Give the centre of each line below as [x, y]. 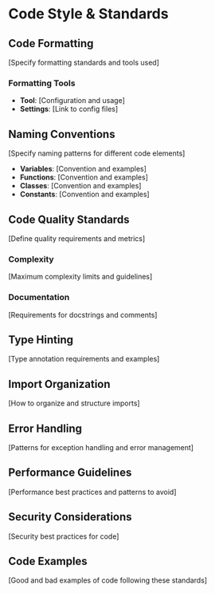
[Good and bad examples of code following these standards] [108, 580]
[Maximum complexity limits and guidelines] [80, 277]
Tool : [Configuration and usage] [72, 101]
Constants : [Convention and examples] [84, 194]
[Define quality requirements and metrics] [77, 238]
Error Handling [45, 428]
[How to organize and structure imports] [74, 403]
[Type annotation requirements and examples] [84, 359]
